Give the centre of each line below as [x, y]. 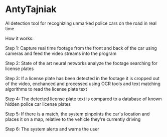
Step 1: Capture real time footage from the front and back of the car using [81, 48]
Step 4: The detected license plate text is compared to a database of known [83, 99]
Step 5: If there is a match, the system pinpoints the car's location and [77, 114]
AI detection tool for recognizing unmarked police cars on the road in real [81, 23]
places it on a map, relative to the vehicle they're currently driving [73, 119]
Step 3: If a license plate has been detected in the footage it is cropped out [82, 78]
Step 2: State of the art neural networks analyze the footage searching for [81, 63]
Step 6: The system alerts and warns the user [52, 129]
